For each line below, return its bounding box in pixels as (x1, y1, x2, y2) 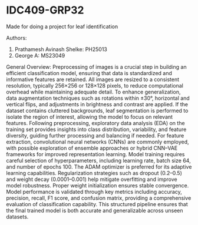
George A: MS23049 (14, 52, 65, 59)
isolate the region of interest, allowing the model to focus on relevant (6, 113, 173, 120)
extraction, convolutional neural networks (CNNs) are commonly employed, (6, 138, 190, 145)
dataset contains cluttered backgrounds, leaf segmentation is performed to (6, 107, 189, 114)
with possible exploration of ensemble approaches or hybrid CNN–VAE (6, 145, 178, 152)
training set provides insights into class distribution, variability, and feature (6, 126, 187, 133)
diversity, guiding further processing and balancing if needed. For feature (6, 132, 184, 139)
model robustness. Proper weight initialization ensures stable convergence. (6, 182, 189, 189)
